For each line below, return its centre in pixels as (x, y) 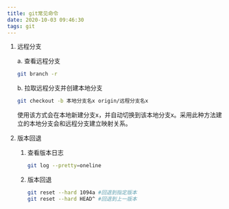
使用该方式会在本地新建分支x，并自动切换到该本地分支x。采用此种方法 (117, 115)
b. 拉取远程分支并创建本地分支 (60, 88)
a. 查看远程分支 (38, 61)
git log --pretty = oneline (64, 166)
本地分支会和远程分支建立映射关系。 (80, 123)
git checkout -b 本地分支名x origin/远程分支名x (83, 101)
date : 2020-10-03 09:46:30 (46, 20)
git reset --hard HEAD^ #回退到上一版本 (82, 199)
